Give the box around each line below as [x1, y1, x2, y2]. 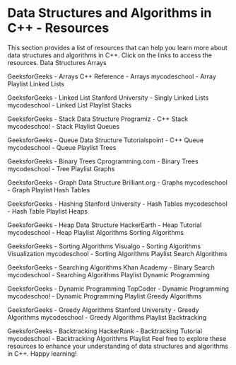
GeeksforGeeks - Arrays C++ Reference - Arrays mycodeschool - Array [7, 72, 217, 81]
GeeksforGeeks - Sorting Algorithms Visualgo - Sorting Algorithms [7, 242, 201, 250]
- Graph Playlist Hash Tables [7, 185, 90, 194]
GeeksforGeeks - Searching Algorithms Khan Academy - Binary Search [7, 263, 216, 272]
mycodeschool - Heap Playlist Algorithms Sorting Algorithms [7, 228, 184, 236]
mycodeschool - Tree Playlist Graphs [7, 164, 115, 173]
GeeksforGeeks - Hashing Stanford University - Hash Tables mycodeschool [7, 199, 228, 208]
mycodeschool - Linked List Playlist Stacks [7, 100, 132, 109]
